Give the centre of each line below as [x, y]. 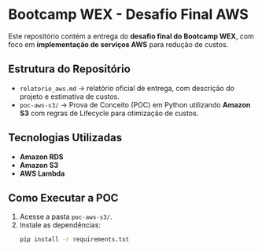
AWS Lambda [42, 173]
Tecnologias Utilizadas [65, 138]
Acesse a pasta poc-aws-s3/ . [66, 216]
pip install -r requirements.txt [74, 240]
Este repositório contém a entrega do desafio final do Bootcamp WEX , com [131, 36]
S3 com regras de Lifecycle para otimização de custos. [109, 113]
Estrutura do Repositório [70, 69]
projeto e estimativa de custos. [70, 96]
